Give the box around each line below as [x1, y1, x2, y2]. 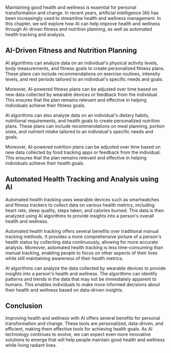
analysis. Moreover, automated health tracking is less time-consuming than [5, 244, 163, 250]
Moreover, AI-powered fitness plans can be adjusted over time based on [5, 86, 158, 92]
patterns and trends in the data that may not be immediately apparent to [5, 276, 157, 282]
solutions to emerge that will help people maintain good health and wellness [5, 337, 165, 343]
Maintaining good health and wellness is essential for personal [5, 5, 137, 10]
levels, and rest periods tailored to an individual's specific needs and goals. [5, 76, 164, 82]
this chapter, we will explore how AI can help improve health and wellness [5, 20, 160, 27]
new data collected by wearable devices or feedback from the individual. [5, 91, 159, 98]
